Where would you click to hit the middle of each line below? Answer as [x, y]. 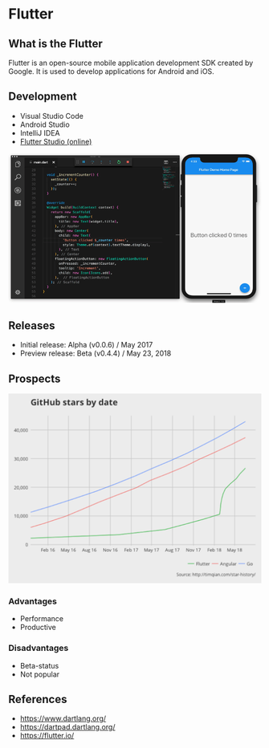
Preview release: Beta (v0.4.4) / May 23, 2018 [96, 353]
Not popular [40, 674]
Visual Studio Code [52, 116]
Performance [42, 619]
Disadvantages [39, 648]
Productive [38, 628]
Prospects [35, 378]
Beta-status [39, 665]
